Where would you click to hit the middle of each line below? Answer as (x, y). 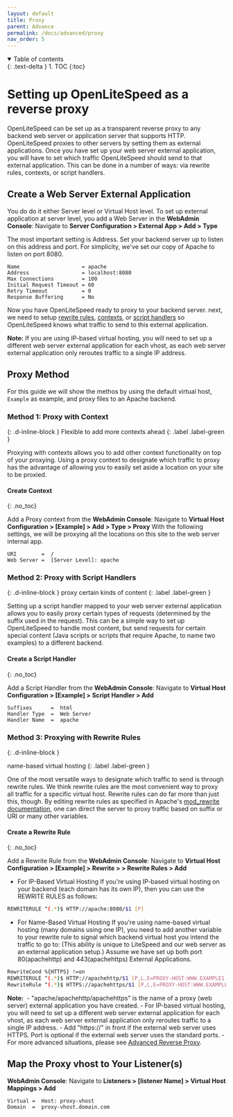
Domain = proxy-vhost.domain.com (59, 1107)
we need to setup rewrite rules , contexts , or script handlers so (96, 317)
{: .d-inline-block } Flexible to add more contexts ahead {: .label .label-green (116, 431)
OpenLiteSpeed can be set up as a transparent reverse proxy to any (104, 128)
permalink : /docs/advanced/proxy (55, 33)
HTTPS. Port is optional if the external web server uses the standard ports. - (116, 1034)
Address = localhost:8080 (69, 272)
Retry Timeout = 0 (49, 291)
